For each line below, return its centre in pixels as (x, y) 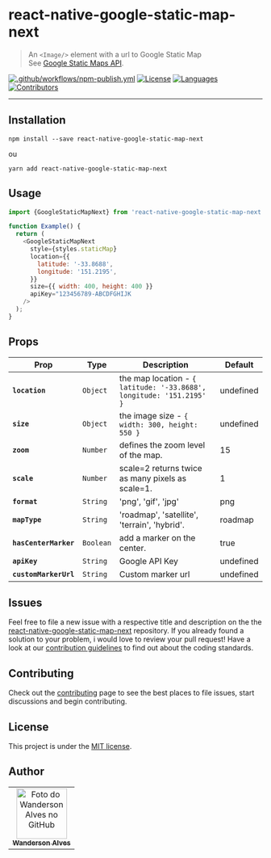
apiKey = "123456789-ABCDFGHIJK (80, 294)
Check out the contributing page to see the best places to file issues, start (131, 693)
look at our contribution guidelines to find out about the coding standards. (131, 648)
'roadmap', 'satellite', (159, 515)
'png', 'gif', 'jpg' (149, 501)
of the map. (141, 455)
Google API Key (149, 561)
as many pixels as (153, 478)
